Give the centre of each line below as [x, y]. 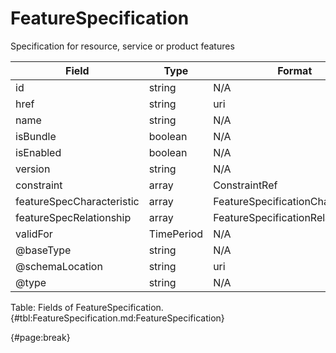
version [33, 169]
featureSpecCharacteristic [77, 201]
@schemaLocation [59, 266]
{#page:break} [40, 337]
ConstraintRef [245, 185]
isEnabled [38, 152]
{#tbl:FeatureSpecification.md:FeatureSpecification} [117, 318]
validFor [34, 234]
